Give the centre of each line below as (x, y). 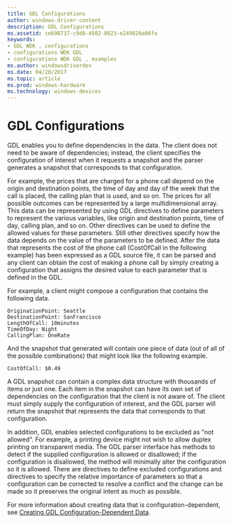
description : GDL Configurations (56, 26)
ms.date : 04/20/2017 (37, 72)
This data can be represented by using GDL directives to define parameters (116, 211)
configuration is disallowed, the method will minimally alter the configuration (117, 462)
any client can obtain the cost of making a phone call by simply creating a (113, 263)
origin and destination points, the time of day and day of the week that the (113, 188)
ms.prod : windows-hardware (46, 85)
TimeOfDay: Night (32, 329)
